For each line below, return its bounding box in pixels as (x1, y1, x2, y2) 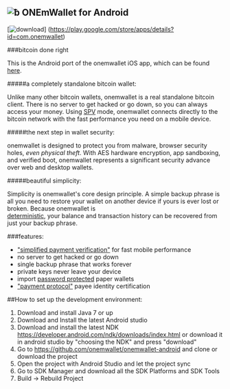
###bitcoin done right (7, 45, 69, 54)
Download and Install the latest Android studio (16, 316, 148, 324)
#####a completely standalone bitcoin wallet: (7, 80, 137, 88)
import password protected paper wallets (16, 274, 135, 283)
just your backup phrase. (7, 219, 78, 227)
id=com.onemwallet (7, 32, 63, 40)
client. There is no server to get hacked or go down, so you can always (7, 100, 208, 108)
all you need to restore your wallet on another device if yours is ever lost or (7, 197, 219, 205)
